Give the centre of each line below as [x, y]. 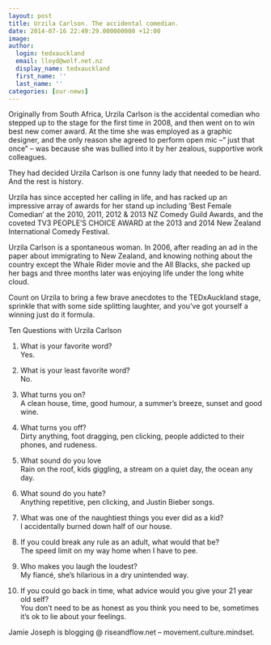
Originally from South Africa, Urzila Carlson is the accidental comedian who [134, 114]
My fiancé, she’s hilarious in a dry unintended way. [104, 575]
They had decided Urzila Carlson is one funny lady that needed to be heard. [135, 173]
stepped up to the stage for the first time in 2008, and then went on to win [131, 123]
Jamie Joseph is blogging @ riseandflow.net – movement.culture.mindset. [131, 632]
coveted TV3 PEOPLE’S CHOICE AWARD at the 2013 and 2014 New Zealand [135, 223]
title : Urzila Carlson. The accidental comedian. [94, 23]
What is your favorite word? [66, 346]
